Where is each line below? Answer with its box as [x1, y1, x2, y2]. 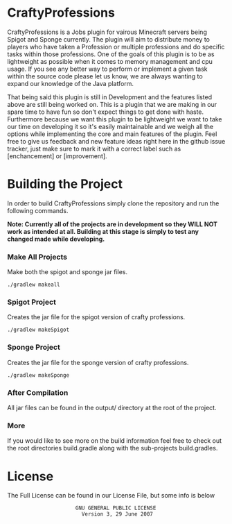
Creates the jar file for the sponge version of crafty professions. [7, 358, 189, 366]
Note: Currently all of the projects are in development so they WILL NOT [7, 220, 218, 228]
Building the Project [7, 176, 123, 192]
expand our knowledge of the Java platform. [7, 79, 134, 87]
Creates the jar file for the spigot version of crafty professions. [7, 313, 186, 321]
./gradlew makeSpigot [7, 326, 70, 334]
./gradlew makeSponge [7, 371, 70, 379]
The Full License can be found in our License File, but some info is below [7, 491, 215, 500]
